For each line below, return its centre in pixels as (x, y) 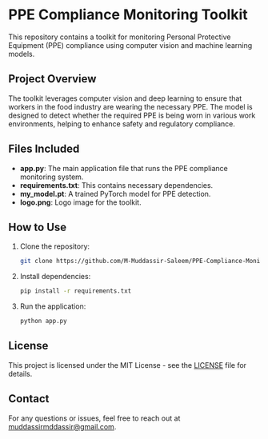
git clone (36, 261)
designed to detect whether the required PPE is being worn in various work (132, 115)
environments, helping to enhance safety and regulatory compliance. (122, 124)
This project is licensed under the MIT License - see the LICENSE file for (127, 365)
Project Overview (52, 79)
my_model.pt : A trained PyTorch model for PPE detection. (115, 194)
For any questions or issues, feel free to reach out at (94, 418)
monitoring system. (52, 177)
